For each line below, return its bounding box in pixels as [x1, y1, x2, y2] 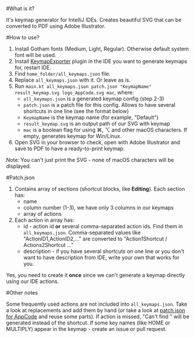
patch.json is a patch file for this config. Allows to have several [23, 102, 176, 108]
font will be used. [14, 52, 57, 58]
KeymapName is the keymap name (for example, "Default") [23, 114, 159, 121]
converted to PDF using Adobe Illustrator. [6, 23, 106, 29]
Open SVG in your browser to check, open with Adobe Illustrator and [14, 139, 180, 146]
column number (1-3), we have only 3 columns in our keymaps [23, 204, 174, 211]
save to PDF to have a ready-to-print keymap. [14, 145, 125, 152]
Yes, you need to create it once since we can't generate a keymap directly [6, 272, 186, 278]
